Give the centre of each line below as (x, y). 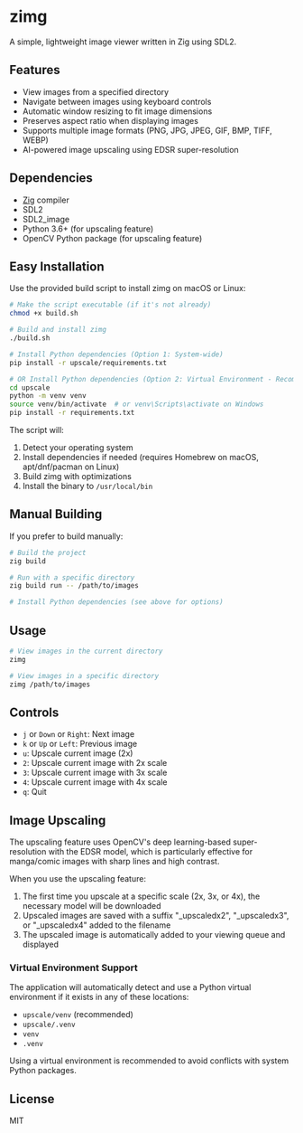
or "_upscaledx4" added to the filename (96, 925)
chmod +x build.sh (44, 314)
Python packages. (43, 1071)
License (32, 1099)
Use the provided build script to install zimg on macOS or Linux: (128, 288)
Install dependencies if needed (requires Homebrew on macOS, (141, 457)
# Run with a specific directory (72, 577)
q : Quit (34, 792)
